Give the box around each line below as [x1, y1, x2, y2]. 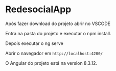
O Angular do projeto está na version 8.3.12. [5, 60, 98, 66]
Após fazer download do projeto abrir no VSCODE [5, 20, 111, 27]
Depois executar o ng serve [5, 40, 64, 46]
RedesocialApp [5, 4, 72, 15]
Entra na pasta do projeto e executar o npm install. [5, 30, 111, 36]
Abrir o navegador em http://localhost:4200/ [5, 50, 103, 56]
